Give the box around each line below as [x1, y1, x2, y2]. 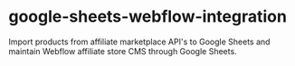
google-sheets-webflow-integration [8, 6, 287, 27]
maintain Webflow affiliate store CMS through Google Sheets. [8, 45, 237, 56]
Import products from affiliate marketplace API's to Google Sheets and [8, 36, 271, 47]
